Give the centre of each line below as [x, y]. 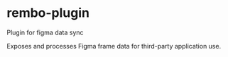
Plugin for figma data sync [45, 32]
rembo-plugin [48, 13]
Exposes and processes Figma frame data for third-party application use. [114, 46]
